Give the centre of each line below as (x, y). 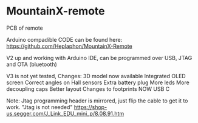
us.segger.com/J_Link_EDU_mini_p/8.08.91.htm (65, 113)
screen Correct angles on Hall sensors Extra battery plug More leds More (98, 82)
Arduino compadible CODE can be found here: (64, 39)
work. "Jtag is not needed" (39, 107)
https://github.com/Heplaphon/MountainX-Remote (69, 46)
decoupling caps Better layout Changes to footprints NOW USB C (88, 88)
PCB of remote (25, 28)
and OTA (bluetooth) (32, 64)
